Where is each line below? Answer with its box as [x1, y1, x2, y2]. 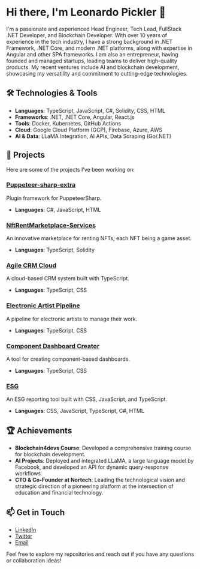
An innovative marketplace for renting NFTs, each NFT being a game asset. [6, 235, 192, 242]
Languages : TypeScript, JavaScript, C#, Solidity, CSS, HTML [14, 107, 166, 114]
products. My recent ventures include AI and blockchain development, [6, 63, 180, 71]
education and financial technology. [14, 489, 104, 496]
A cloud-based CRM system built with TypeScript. [6, 275, 130, 282]
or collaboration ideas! [6, 556, 62, 564]
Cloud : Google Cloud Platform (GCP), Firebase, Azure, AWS [14, 126, 163, 133]
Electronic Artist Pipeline [6, 301, 80, 310]
